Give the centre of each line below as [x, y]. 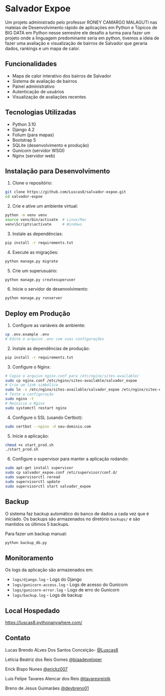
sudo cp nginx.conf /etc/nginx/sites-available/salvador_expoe [71, 380]
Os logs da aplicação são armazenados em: [49, 570]
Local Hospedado [32, 610]
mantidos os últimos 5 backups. [37, 524]
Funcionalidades [31, 64]
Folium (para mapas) [33, 135]
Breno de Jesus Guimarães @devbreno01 [47, 688]
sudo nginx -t [20, 399]
